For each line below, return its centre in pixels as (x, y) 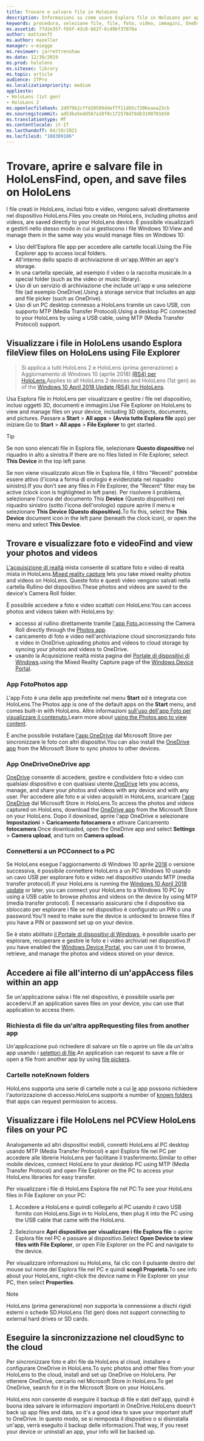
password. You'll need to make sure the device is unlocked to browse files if (100, 916)
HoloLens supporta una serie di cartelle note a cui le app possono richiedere (102, 1088)
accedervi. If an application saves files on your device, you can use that (95, 1003)
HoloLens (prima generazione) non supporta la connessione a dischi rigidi (99, 1305)
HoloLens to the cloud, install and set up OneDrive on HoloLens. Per (91, 1375)
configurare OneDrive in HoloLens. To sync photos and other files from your (100, 1368)
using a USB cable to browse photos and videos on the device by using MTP (102, 897)
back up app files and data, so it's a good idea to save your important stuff (100, 1412)
